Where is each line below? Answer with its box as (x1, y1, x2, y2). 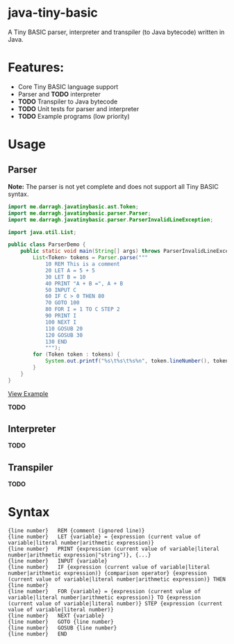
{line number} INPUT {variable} (8, 558, 108, 565)
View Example (8, 389, 49, 397)
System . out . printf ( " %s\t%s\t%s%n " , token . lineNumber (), (44, 358, 210, 365)
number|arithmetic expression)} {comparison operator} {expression (8, 570, 208, 577)
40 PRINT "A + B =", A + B (44, 280, 124, 287)
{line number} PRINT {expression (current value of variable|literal (8, 545, 219, 553)
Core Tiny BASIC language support (17, 82, 119, 91)
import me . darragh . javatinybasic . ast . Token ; (8, 203, 139, 210)
